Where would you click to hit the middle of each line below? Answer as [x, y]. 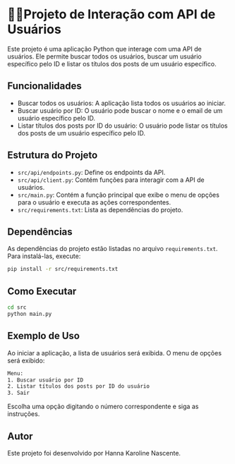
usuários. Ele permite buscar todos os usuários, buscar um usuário [105, 56]
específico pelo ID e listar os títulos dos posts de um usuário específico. [112, 63]
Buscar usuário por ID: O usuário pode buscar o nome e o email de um [120, 110]
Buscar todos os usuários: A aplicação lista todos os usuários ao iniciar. [121, 103]
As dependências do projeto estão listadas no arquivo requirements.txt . [113, 249]
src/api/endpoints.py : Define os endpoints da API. [91, 172]
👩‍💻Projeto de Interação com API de [112, 14]
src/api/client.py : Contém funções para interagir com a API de [111, 180]
